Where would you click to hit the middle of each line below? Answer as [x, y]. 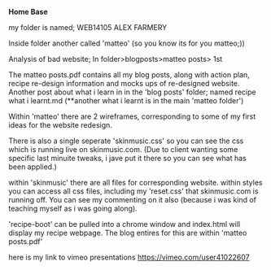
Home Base [28, 12]
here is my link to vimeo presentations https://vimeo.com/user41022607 [129, 257]
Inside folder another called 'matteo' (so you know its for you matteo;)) [127, 43]
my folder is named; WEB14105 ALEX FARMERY [88, 27]
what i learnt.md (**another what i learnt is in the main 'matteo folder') [126, 100]
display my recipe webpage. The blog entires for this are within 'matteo [128, 233]
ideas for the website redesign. [60, 125]
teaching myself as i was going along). [73, 208]
